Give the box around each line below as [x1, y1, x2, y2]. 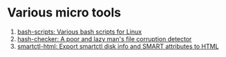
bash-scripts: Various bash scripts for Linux [17, 27, 142, 36]
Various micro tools [7, 5, 122, 21]
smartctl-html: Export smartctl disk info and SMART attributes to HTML [17, 42, 219, 50]
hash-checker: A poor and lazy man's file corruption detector [17, 34, 192, 43]
